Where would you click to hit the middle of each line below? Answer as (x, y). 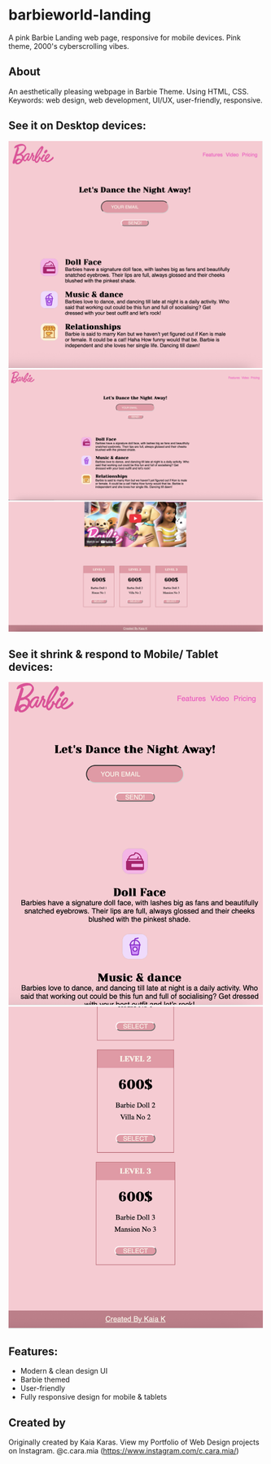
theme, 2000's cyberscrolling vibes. (69, 46)
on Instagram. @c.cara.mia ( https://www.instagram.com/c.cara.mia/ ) (124, 1451)
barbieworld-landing (80, 15)
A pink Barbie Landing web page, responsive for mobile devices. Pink (125, 37)
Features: (33, 1352)
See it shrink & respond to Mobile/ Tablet (114, 654)
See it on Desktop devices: (77, 126)
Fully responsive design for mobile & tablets (94, 1397)
